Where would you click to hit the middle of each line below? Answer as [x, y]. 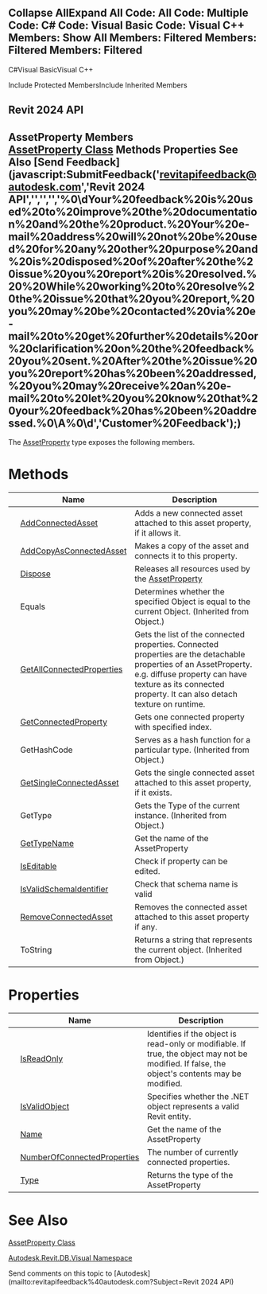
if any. [146, 926]
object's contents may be [194, 1074]
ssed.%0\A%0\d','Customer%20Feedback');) [125, 423]
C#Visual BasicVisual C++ [51, 69]
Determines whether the [180, 591]
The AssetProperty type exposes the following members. [102, 442]
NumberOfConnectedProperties [80, 1157]
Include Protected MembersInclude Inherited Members [98, 85]
